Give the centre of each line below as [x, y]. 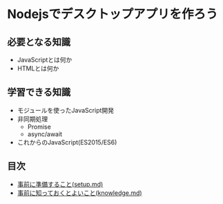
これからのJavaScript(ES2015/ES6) [67, 142]
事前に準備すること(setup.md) [60, 184]
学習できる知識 [39, 92]
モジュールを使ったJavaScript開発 [66, 110]
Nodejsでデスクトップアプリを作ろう [113, 14]
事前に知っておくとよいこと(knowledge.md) [80, 193]
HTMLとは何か [38, 68]
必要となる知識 [39, 42]
